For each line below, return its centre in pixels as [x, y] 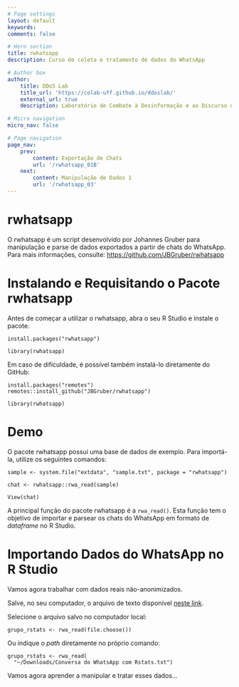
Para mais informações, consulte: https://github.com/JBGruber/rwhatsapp [116, 254]
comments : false [31, 34]
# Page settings [31, 14]
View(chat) [23, 497]
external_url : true [49, 99]
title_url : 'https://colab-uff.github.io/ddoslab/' [98, 93]
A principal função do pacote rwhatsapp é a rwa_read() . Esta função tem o [117, 510]
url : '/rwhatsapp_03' [65, 185]
